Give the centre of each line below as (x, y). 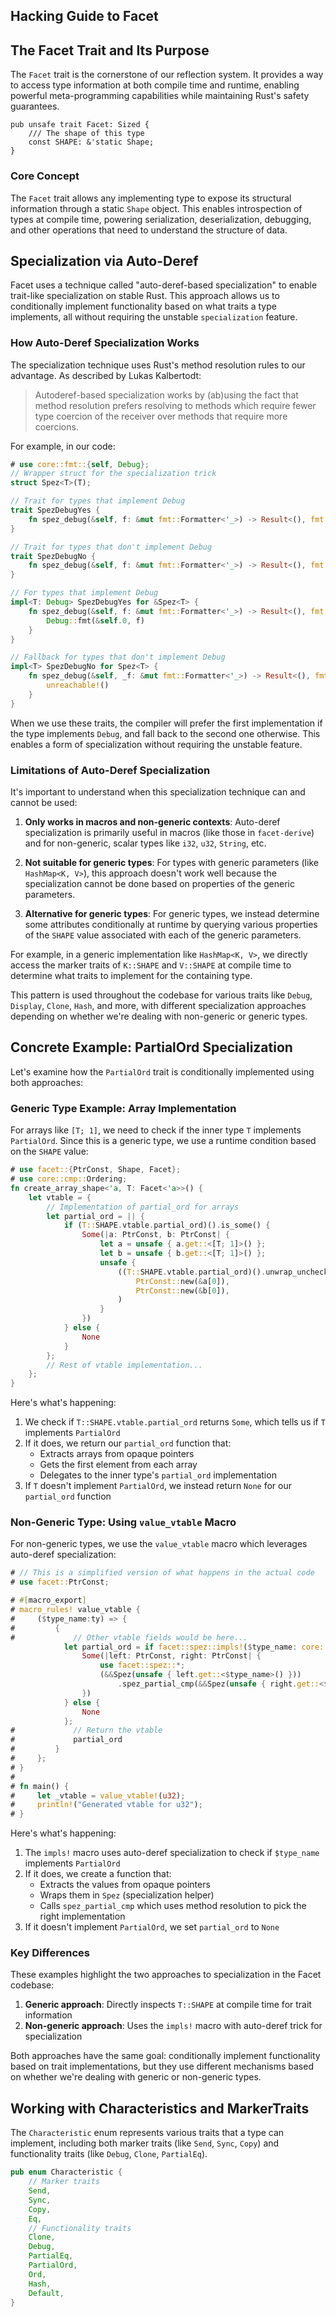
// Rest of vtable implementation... (124, 1365)
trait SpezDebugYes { (55, 510)
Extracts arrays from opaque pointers (117, 1454)
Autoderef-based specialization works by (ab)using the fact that (166, 395)
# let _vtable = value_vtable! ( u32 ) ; (98, 1795)
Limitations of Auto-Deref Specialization (110, 770)
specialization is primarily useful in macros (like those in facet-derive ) (169, 833)
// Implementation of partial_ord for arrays (143, 1207)
